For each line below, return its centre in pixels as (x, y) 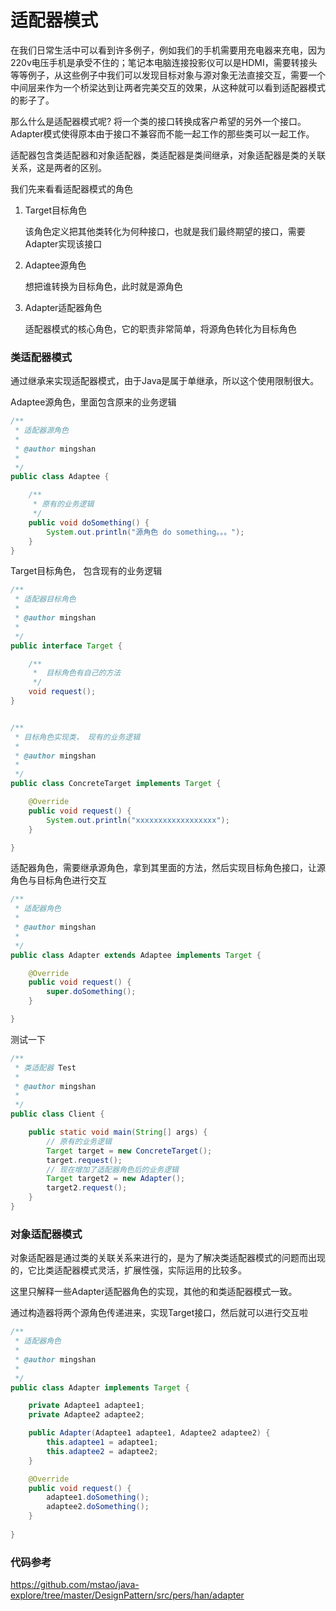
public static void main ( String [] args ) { (118, 1132)
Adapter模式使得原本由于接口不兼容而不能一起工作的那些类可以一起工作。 (162, 133)
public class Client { (57, 1114)
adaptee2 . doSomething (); (98, 1507)
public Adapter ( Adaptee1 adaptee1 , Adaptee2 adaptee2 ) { (149, 1433)
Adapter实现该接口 (63, 243)
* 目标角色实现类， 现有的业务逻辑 (77, 737)
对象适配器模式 (46, 1234)
